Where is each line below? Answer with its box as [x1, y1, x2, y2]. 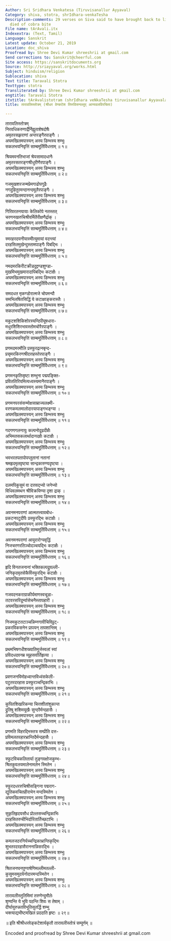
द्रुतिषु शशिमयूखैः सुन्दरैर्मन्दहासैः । [5, 707, 58, 713]
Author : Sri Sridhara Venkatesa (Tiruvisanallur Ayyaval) [5, 7, 131, 13]
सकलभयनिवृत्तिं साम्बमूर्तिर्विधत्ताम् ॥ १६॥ [5, 554, 70, 560]
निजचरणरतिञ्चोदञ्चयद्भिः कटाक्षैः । [5, 543, 63, 549]
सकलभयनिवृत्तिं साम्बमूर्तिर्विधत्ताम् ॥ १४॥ [5, 500, 70, 506]
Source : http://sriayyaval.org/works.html [5, 64, 97, 69]
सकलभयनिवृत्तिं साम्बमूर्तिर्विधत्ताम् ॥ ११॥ [5, 417, 70, 423]
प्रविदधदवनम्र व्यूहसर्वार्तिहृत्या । [5, 652, 53, 658]
